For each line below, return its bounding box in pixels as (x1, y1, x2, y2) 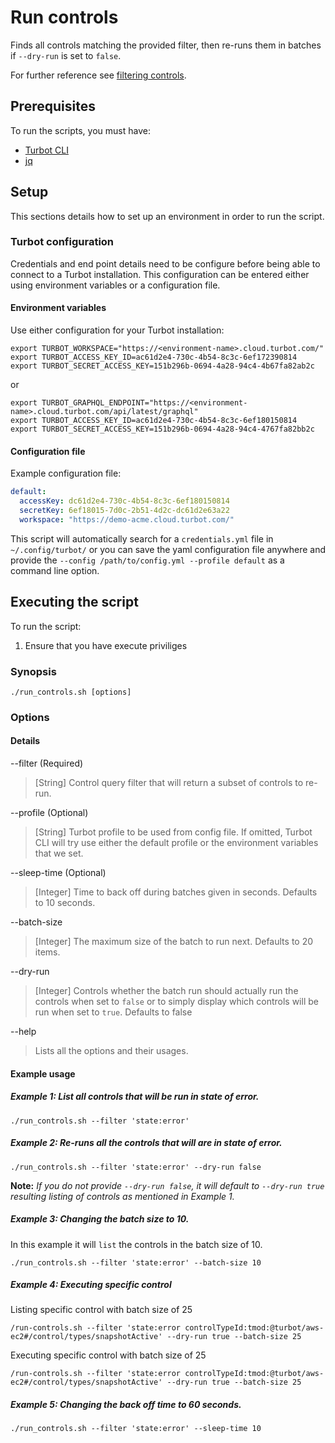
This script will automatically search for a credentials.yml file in (10, 532, 274, 545)
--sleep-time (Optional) (10, 867, 107, 878)
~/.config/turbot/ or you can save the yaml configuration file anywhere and (10, 543, 327, 555)
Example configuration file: (10, 467, 122, 480)
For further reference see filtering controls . (10, 69, 187, 81)
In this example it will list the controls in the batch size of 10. (10, 1238, 263, 1250)
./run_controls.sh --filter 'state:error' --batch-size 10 (10, 1257, 262, 1268)
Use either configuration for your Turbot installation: (10, 324, 225, 336)
